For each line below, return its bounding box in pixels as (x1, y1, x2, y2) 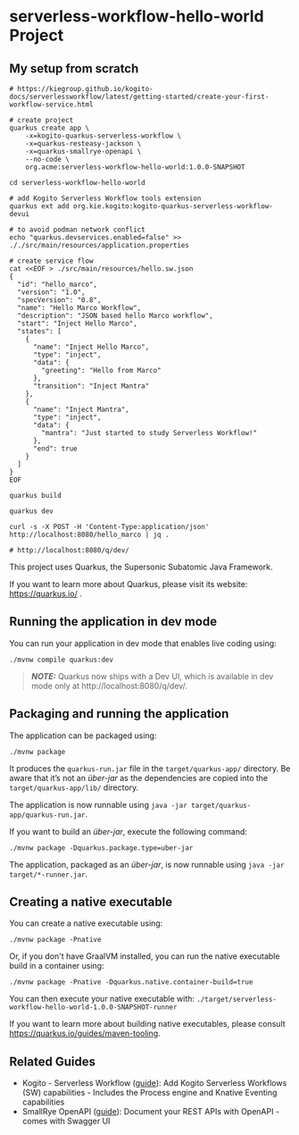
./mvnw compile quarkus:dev (9, 655, 114, 664)
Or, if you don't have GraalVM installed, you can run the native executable (9, 951, 280, 962)
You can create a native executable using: (9, 918, 163, 929)
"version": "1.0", (17, 288, 87, 297)
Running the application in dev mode (9, 614, 217, 629)
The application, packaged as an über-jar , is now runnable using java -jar (9, 859, 285, 870)
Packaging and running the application (9, 706, 229, 721)
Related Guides (9, 1054, 96, 1069)
